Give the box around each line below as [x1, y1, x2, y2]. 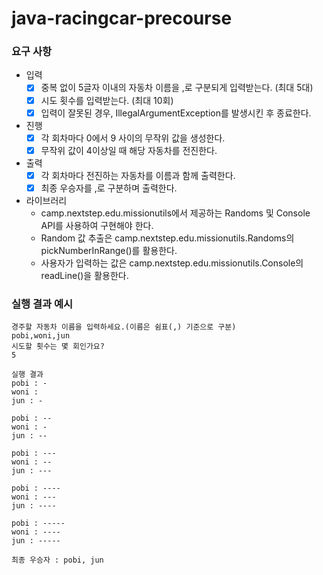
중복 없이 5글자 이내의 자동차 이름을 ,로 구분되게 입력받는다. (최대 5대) [40, 82, 314, 94]
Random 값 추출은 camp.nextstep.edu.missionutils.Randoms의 [40, 232, 295, 244]
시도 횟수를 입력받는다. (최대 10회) [40, 94, 174, 106]
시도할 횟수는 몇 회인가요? [11, 342, 105, 352]
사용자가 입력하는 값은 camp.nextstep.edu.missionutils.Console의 [40, 257, 304, 269]
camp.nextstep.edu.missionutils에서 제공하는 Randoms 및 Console [40, 207, 311, 219]
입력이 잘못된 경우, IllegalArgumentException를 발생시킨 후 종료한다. [40, 107, 312, 119]
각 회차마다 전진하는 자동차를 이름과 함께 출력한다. [40, 169, 236, 181]
